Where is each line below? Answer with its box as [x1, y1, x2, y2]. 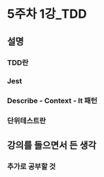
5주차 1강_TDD [7, 6, 87, 22]
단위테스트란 [7, 116, 47, 126]
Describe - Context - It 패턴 [7, 96, 98, 106]
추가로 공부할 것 [7, 161, 56, 171]
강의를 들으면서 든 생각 [7, 139, 97, 151]
